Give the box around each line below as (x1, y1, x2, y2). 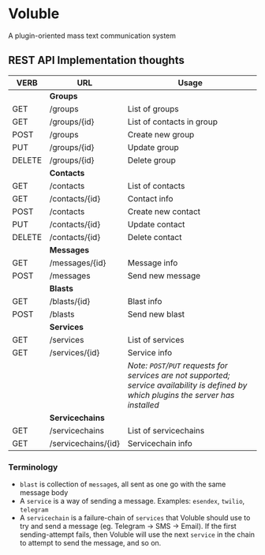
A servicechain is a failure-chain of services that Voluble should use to (19, 513, 251, 523)
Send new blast (127, 309, 185, 320)
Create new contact (127, 206, 201, 217)
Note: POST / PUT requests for (127, 360, 229, 371)
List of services (127, 334, 185, 345)
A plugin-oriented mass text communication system (8, 31, 176, 40)
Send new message (127, 270, 201, 281)
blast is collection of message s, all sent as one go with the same (19, 479, 226, 489)
